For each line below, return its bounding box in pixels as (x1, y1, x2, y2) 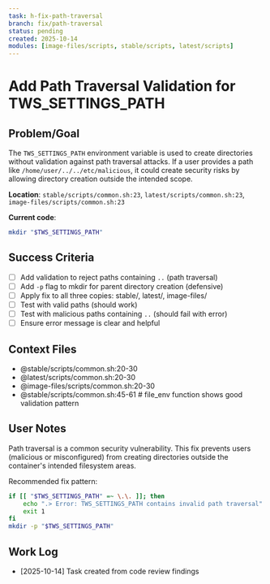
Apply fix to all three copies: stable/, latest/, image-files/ (19, 290, 208, 301)
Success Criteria (8, 251, 95, 265)
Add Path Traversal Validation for (8, 77, 236, 96)
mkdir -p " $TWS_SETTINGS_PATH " (8, 522, 114, 530)
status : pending (8, 27, 63, 35)
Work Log (8, 545, 58, 559)
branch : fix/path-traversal (8, 19, 104, 28)
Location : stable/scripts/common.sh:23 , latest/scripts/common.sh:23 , (8, 190, 245, 200)
